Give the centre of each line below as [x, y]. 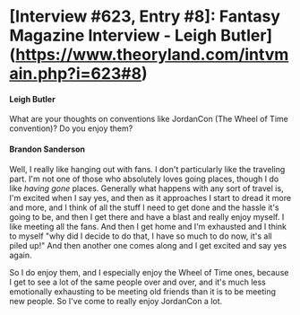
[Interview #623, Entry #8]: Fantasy [145, 17]
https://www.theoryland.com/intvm [152, 55]
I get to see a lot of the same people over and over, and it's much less [137, 282]
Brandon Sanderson [47, 149]
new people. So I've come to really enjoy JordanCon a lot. [116, 301]
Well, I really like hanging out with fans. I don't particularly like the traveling [147, 169]
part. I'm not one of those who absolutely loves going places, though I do [144, 179]
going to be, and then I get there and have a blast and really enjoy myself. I [147, 216]
